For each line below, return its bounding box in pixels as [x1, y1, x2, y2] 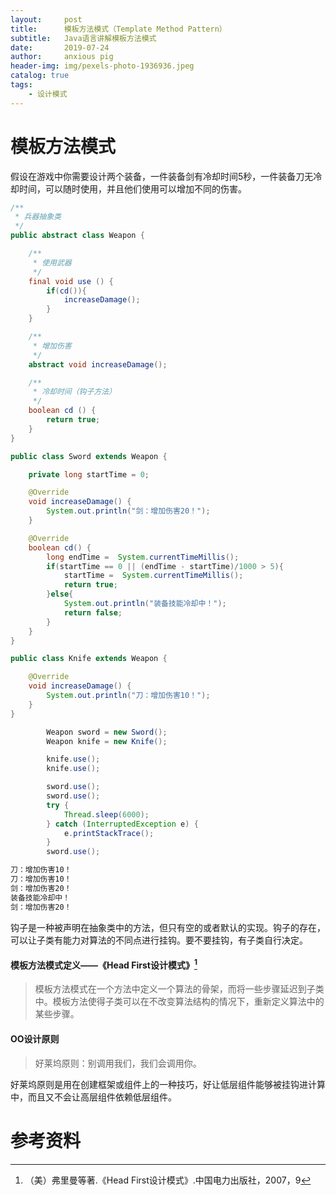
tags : [10, 80, 33, 90]
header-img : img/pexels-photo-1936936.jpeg [10, 61, 195, 71]
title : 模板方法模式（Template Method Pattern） [10, 24, 227, 34]
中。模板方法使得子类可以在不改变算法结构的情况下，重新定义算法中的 [34, 996, 325, 1008]
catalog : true [10, 71, 70, 81]
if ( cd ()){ [46, 286, 87, 296]
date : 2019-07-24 [10, 42, 110, 53]
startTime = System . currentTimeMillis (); [63, 571, 244, 581]
